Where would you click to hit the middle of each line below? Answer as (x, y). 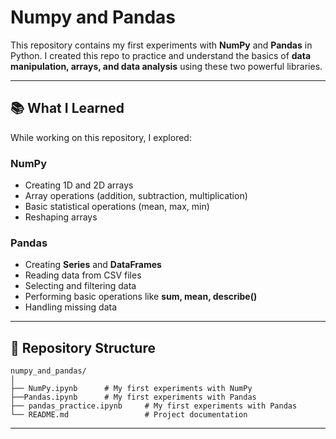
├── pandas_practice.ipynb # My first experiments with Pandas (154, 406)
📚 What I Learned (67, 108)
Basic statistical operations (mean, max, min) (117, 207)
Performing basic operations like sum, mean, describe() (141, 297)
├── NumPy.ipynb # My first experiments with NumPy (131, 389)
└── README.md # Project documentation (129, 415)
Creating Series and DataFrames (93, 265)
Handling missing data (71, 307)
